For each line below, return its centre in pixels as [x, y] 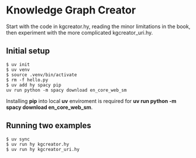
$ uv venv [18, 70]
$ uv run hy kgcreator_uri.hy [43, 149]
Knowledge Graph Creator [71, 10]
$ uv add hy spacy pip [34, 85]
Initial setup [28, 51]
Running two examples [49, 126]
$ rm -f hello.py [27, 80]
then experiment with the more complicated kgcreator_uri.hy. [80, 32]
